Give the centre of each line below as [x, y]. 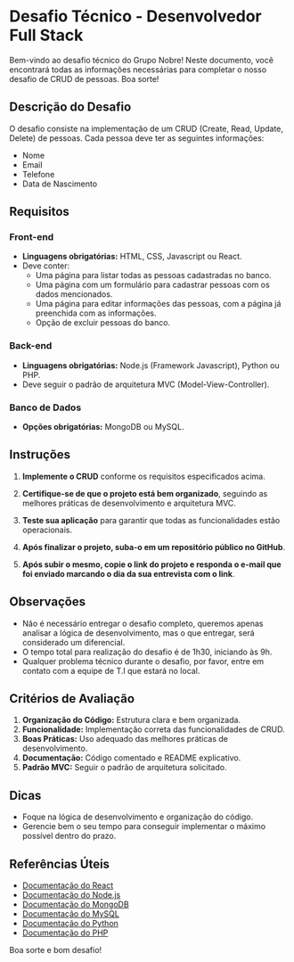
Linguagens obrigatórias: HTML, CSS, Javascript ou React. [132, 257]
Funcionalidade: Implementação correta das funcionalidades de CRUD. [153, 729]
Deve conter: [46, 266]
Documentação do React [68, 885]
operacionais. [47, 530]
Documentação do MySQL [71, 914]
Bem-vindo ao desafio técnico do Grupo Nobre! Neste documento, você [142, 60]
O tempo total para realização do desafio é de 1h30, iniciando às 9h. [147, 652]
